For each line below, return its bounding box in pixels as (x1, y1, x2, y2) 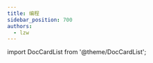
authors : (7, 23, 33, 29)
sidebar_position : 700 (7, 16, 73, 23)
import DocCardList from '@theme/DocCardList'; (7, 48, 147, 56)
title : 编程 (7, 10, 39, 17)
